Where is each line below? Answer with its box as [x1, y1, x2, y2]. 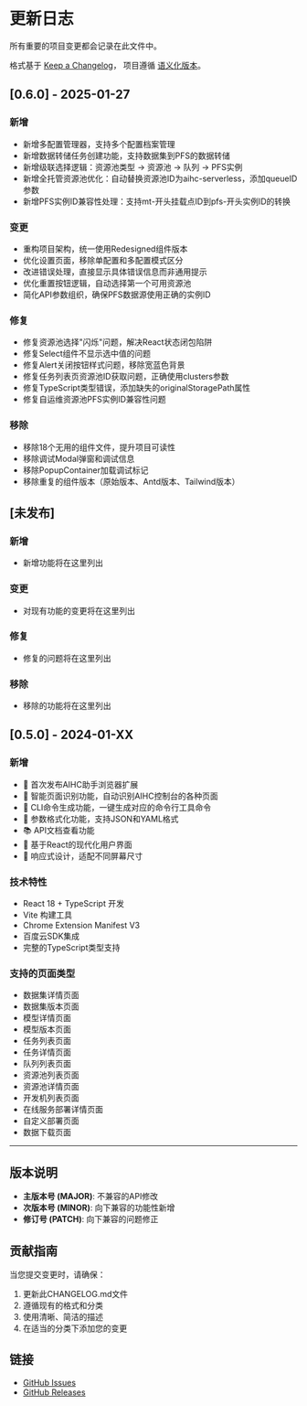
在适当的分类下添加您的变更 [22, 1323, 128, 1334]
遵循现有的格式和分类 [22, 1300, 103, 1311]
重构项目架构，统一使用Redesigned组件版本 [22, 243, 188, 254]
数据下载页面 [22, 1127, 71, 1138]
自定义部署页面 [22, 1115, 79, 1126]
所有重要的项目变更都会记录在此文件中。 [9, 40, 162, 51]
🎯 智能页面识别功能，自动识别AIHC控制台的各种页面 [22, 790, 218, 801]
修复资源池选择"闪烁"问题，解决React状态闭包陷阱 [22, 337, 213, 348]
